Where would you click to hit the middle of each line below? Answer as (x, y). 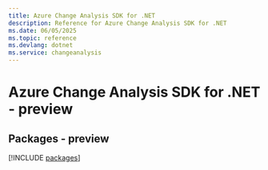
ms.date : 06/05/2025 (43, 30)
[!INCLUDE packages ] (44, 158)
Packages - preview (59, 138)
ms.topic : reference (43, 38)
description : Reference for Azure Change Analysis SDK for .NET (118, 23)
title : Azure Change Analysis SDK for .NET (82, 16)
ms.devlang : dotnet (41, 45)
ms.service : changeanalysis (55, 53)
